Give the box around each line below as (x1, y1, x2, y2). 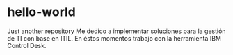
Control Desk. (7, 41, 47, 49)
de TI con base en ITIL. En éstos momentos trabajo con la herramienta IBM (7, 34, 221, 42)
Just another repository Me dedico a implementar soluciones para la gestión (7, 27, 226, 35)
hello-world (7, 4, 77, 20)
